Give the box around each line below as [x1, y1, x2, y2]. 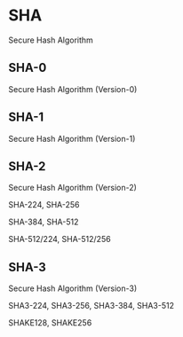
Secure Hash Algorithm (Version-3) [8, 283, 138, 294]
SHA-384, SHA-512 [8, 216, 79, 227]
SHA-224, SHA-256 [8, 200, 81, 210]
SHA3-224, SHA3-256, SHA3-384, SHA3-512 [8, 301, 175, 311]
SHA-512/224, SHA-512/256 [8, 234, 112, 245]
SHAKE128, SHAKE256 [8, 317, 92, 328]
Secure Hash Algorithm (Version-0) [8, 83, 138, 94]
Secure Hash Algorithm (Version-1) [8, 133, 136, 144]
